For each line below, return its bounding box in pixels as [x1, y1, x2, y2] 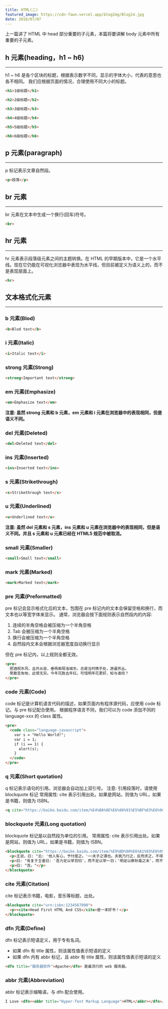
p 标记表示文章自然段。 [5, 167, 53, 173]
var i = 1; [14, 737, 37, 742]
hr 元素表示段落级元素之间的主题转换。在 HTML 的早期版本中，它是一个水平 [5, 255, 161, 261]
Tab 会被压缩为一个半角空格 [12, 628, 70, 634]
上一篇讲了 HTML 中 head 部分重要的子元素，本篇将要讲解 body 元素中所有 [5, 31, 160, 37]
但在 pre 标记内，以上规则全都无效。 [5, 651, 80, 657]
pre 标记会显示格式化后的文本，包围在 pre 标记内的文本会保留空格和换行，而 [5, 605, 163, 611]
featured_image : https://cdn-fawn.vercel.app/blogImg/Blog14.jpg [5, 12, 144, 17]
